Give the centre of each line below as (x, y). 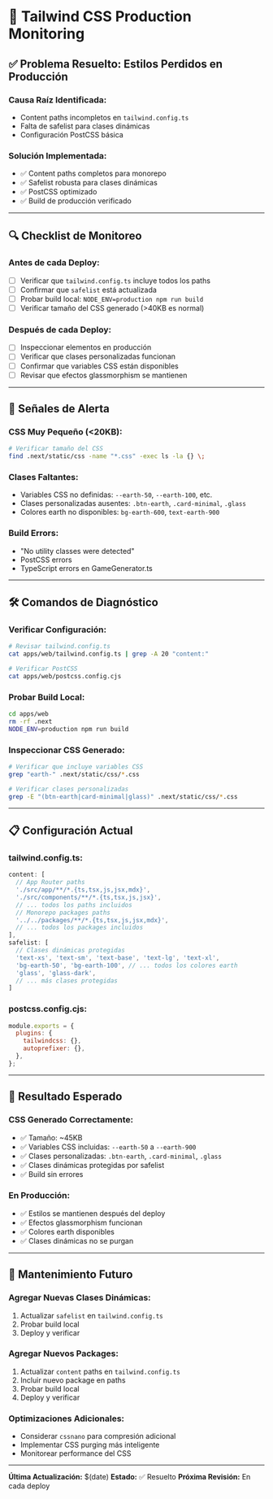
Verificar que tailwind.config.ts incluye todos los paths (115, 281)
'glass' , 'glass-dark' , (56, 973)
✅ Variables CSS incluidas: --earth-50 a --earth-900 (108, 1147)
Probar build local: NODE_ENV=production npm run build (112, 298)
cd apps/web (28, 714)
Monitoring (47, 34)
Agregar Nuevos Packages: (64, 1353)
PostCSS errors (46, 560)
